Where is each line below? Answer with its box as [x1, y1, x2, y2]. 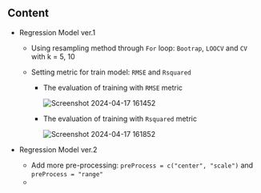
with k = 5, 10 [30, 51, 75, 61]
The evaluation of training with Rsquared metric [42, 114, 198, 123]
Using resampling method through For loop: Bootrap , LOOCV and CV [30, 43, 247, 53]
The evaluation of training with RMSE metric [42, 82, 183, 92]
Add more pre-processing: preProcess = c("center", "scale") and [30, 160, 254, 170]
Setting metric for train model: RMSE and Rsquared [30, 67, 191, 77]
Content [7, 6, 50, 20]
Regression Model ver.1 [18, 27, 96, 37]
